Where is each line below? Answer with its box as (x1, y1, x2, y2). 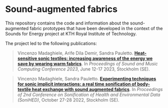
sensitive (17, 55, 37, 61)
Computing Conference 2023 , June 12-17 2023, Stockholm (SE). (17, 66, 150, 72)
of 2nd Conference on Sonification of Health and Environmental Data (17, 91, 160, 97)
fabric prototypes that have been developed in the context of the (29, 25, 163, 31)
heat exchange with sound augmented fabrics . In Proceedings (31, 86, 163, 92)
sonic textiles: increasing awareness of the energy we (38, 55, 153, 61)
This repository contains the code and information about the (5, 20, 129, 26)
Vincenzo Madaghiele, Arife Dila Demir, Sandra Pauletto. (17, 50, 133, 56)
